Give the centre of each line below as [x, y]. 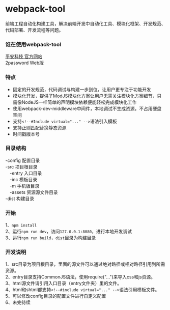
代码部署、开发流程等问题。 [34, 30]
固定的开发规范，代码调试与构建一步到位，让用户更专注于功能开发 [82, 89]
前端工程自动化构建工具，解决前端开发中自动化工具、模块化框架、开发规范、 [86, 23]
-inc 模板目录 [24, 179]
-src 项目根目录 [21, 166]
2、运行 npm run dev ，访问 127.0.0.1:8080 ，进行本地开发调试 [69, 232]
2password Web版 [25, 63]
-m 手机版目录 [25, 186]
